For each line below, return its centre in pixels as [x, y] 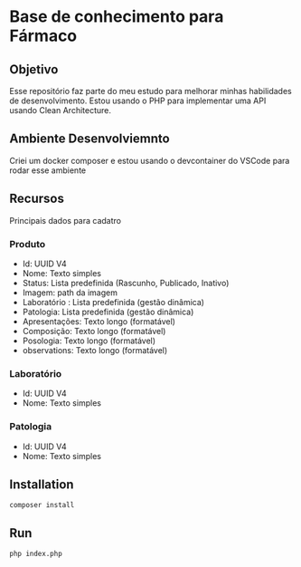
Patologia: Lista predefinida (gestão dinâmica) [108, 312]
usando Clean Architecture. [60, 110]
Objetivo [34, 69]
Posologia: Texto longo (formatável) [89, 341]
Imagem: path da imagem [70, 293]
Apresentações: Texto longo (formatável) [99, 321]
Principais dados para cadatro [66, 220]
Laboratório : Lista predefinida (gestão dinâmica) [113, 302]
